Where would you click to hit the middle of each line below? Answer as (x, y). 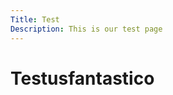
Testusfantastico (82, 78)
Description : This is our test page (86, 29)
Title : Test (35, 19)
